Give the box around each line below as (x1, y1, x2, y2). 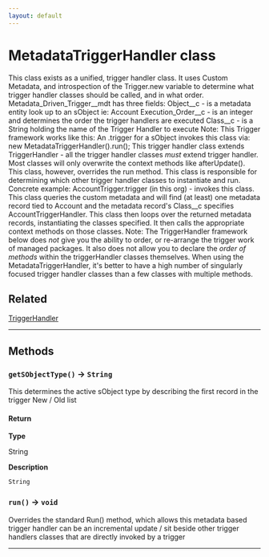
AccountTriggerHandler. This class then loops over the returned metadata (8, 209, 252, 219)
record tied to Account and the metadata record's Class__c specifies (8, 201, 235, 210)
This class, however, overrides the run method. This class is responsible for (8, 166, 258, 177)
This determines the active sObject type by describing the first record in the (8, 387, 259, 396)
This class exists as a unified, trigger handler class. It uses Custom (8, 73, 228, 83)
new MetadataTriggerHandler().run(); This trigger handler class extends (8, 141, 245, 151)
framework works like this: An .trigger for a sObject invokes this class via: (8, 132, 251, 142)
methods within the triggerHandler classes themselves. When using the (8, 252, 244, 262)
